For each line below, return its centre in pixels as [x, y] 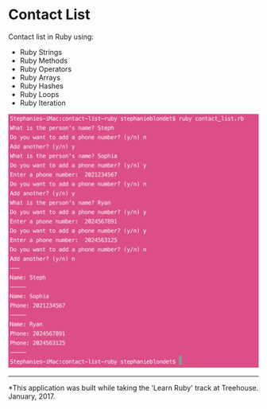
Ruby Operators [46, 68]
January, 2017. [32, 396]
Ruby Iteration [43, 103]
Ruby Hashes [41, 86]
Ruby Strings [41, 52]
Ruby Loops [39, 94]
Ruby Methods [44, 60]
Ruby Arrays [40, 77]
